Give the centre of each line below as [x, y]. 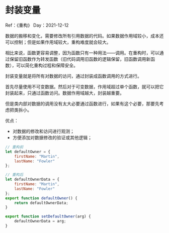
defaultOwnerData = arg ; [40, 221]
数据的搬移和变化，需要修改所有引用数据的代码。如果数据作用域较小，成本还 [84, 36]
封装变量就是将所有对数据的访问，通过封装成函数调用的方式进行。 [73, 76]
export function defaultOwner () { [41, 198]
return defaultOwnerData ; [41, 203]
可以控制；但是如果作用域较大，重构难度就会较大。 [58, 42]
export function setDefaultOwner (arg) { [48, 216]
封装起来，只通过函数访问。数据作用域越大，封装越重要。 [65, 93]
